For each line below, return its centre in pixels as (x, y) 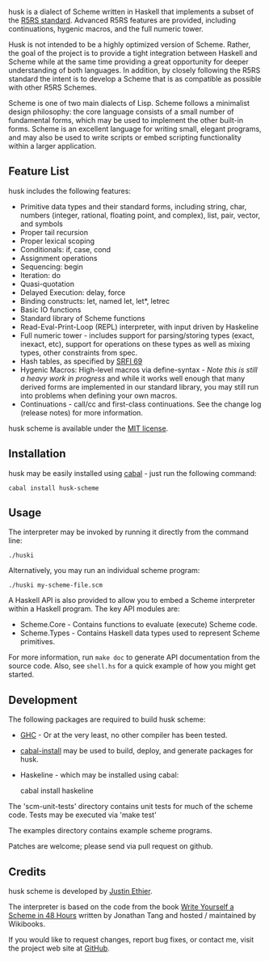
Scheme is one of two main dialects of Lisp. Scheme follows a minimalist (129, 103)
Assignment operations (59, 258)
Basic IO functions (50, 310)
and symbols (41, 223)
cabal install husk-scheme (54, 488)
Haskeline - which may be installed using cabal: (99, 775)
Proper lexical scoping (57, 241)
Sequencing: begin (51, 267)
